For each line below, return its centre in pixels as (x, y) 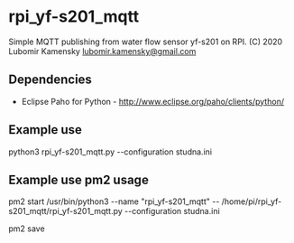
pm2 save (27, 229)
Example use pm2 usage (79, 179)
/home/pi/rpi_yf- (252, 201)
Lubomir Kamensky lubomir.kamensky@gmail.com (102, 51)
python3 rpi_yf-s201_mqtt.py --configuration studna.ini (110, 152)
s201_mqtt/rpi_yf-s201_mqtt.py (65, 211)
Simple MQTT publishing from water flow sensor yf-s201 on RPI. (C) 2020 (146, 42)
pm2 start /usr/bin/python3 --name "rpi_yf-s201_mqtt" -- (114, 201)
